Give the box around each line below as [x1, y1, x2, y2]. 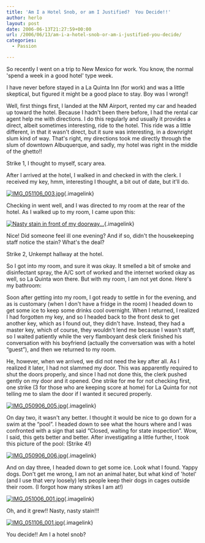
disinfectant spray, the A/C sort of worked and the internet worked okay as [6, 268, 195, 276]
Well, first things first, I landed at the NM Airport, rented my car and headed [6, 102, 197, 109]
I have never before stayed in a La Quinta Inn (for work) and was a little [6, 83, 185, 91]
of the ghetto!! [6, 148, 42, 155]
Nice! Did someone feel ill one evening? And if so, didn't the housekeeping [6, 232, 194, 239]
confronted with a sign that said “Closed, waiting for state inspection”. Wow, [6, 427, 198, 434]
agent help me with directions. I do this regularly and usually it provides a [6, 115, 191, 123]
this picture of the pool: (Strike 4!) [6, 439, 92, 447]
